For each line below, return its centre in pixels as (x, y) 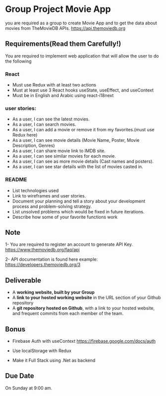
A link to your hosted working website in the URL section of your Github (86, 297)
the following (18, 61)
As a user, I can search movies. (44, 124)
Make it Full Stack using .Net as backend (54, 360)
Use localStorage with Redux (42, 351)
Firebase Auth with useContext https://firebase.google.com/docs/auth (84, 341)
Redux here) (25, 135)
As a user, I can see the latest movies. (51, 119)
